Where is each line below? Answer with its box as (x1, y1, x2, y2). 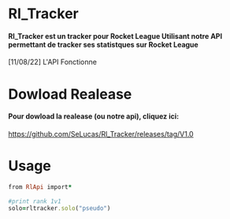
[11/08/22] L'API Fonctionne (8, 57, 97, 67)
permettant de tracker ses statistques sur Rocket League (8, 40, 198, 49)
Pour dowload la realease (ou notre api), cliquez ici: (8, 111, 180, 121)
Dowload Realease (8, 85, 132, 103)
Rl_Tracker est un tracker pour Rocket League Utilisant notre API (8, 31, 223, 40)
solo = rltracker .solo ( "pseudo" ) (8, 205, 111, 213)
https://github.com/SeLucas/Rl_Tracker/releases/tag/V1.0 (8, 129, 195, 138)
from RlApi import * (8, 183, 72, 191)
